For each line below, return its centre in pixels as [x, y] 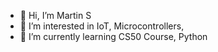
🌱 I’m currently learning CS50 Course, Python [113, 36]
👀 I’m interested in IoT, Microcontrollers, [102, 26]
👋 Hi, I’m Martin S [55, 15]
